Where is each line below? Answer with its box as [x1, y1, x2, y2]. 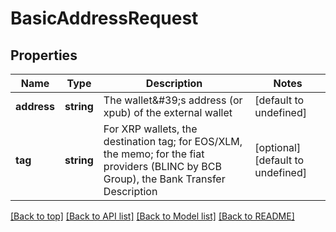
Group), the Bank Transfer [103, 172, 226, 186]
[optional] [254, 141, 302, 154]
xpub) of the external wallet [103, 106, 233, 119]
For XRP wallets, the [103, 122, 198, 136]
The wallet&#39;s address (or [103, 93, 243, 107]
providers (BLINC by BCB [103, 160, 222, 173]
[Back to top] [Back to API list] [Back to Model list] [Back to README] [10, 210, 295, 222]
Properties [10, 47, 78, 64]
